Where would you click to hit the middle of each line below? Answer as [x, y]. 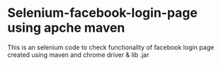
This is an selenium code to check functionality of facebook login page [111, 47]
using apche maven [66, 28]
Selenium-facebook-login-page [103, 13]
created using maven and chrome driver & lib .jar [78, 55]
